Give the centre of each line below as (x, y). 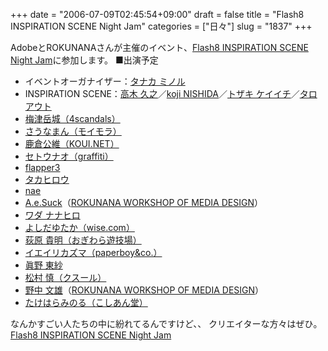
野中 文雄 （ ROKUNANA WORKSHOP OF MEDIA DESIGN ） (144, 290)
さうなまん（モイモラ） (73, 131)
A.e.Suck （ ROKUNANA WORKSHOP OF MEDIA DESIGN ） (143, 202)
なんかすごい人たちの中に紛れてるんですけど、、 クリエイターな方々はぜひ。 (166, 323)
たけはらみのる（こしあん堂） (86, 302)
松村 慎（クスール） (65, 277)
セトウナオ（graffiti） (69, 156)
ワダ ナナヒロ (52, 215)
